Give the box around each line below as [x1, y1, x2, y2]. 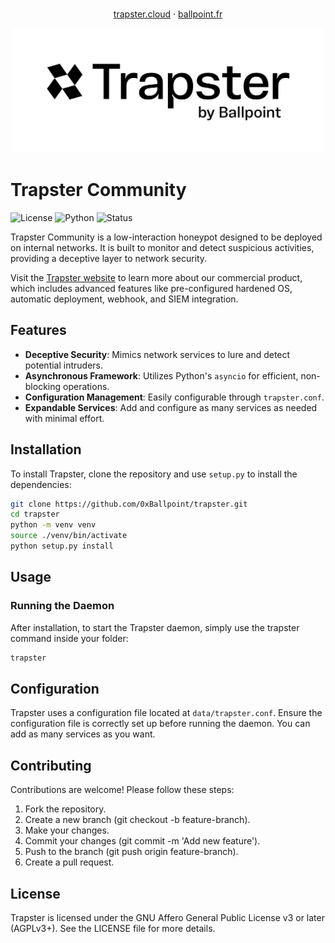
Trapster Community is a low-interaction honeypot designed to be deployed [10, 231, 323, 243]
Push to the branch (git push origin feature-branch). [24, 846, 239, 858]
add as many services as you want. [10, 728, 156, 740]
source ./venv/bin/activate [10, 531, 128, 541]
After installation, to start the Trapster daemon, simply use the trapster [10, 621, 300, 633]
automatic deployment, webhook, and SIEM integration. [10, 293, 239, 305]
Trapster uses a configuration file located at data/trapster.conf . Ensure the [10, 707, 323, 719]
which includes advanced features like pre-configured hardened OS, [10, 282, 293, 294]
